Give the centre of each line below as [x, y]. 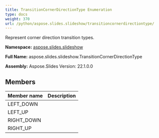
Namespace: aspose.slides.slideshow [44, 47]
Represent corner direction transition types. [50, 38]
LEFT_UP [18, 112]
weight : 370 [17, 19]
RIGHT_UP [20, 128]
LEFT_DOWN [23, 104]
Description [62, 96]
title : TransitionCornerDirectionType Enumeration [59, 10]
